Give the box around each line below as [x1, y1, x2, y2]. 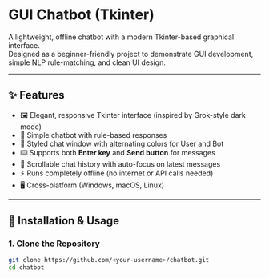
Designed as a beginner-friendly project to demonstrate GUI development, [8, 49, 254, 58]
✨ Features [8, 88, 65, 102]
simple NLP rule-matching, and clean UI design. [8, 58, 166, 67]
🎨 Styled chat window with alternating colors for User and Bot [19, 139, 224, 148]
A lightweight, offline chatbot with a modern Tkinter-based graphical [8, 32, 235, 42]
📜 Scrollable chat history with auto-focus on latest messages [19, 159, 221, 169]
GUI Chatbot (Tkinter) [8, 6, 155, 24]
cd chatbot [8, 264, 45, 272]
